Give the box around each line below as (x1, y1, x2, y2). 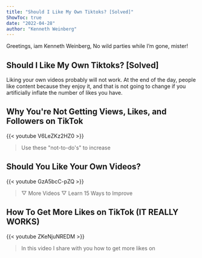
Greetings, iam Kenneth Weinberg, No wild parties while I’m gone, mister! (6, 42, 189, 50)
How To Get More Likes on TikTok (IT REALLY (6, 207, 179, 217)
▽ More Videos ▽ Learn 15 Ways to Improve (21, 189, 133, 197)
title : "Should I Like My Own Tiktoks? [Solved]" (6, 8, 134, 15)
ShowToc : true (6, 15, 42, 21)
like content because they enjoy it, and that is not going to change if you (6, 83, 186, 90)
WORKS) (6, 217, 40, 227)
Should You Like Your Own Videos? (6, 161, 141, 172)
